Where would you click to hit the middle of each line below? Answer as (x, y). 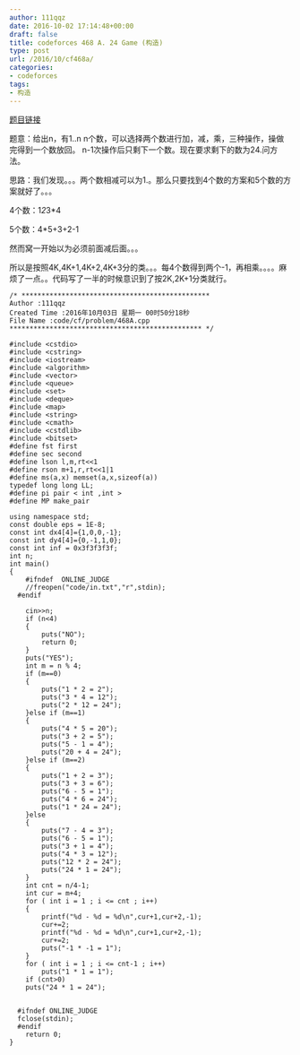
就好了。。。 (36, 191)
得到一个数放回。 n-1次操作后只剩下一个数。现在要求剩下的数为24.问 (143, 150)
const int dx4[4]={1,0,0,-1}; (66, 532)
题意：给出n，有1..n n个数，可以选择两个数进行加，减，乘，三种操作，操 (143, 138)
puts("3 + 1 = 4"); (78, 846)
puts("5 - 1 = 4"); (78, 744)
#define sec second (46, 454)
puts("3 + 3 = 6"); (78, 783)
